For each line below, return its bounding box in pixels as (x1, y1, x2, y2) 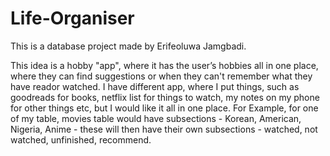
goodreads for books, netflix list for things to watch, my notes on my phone (10, 91, 320, 103)
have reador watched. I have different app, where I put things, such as (10, 80, 300, 92)
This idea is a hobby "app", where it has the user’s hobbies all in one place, (10, 59, 319, 71)
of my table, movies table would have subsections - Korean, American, (10, 112, 302, 124)
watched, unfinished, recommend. (10, 133, 152, 146)
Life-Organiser (10, 7, 135, 30)
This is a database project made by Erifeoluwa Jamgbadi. (10, 40, 247, 52)
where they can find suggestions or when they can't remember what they (10, 70, 313, 82)
